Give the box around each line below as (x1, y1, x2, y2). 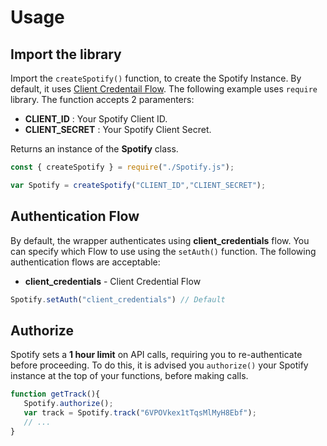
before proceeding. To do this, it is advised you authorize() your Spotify (10, 359, 309, 371)
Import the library (10, 46, 122, 63)
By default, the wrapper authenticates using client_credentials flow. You (10, 234, 310, 246)
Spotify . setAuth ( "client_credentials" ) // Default (10, 294, 226, 305)
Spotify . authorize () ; (23, 399, 114, 409)
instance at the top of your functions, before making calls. (10, 370, 249, 382)
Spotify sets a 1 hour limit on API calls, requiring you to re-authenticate (10, 349, 303, 361)
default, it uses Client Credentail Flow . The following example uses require (10, 83, 318, 95)
